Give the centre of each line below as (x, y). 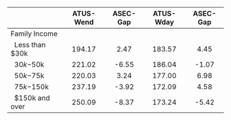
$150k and (32, 98)
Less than (30, 45)
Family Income (34, 34)
